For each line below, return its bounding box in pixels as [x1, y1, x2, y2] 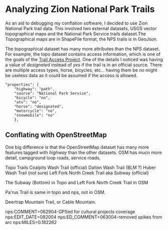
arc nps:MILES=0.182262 [5, 219, 57, 225]
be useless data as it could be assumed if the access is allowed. [5, 72, 138, 78]
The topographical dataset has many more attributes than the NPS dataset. [5, 46, 160, 52]
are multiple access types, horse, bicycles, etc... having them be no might [5, 67, 157, 73]
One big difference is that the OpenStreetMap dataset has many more [5, 144, 149, 150]
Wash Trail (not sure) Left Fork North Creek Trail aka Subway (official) [5, 169, 149, 176]
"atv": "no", [14, 99, 42, 105]
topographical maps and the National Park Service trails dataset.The [5, 31, 146, 37]
